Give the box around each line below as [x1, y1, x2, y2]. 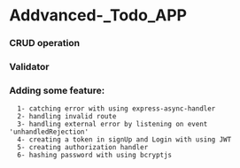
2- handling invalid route [17, 112, 117, 121]
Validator [9, 61, 50, 73]
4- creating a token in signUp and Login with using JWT [17, 135, 232, 144]
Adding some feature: [9, 84, 105, 96]
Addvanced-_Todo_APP [9, 5, 188, 26]
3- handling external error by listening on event [17, 120, 208, 129]
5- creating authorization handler [17, 143, 149, 152]
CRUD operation [9, 37, 81, 50]
